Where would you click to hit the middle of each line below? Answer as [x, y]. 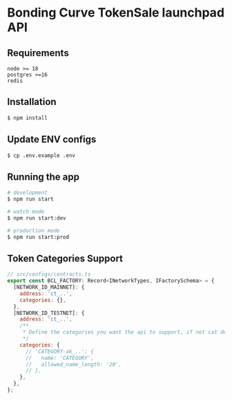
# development [28, 193]
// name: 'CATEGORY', [60, 358]
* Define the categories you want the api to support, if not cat [120, 332]
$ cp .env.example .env [41, 155]
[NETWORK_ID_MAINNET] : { [49, 287]
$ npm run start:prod [38, 237]
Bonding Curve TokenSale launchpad [116, 13]
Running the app [43, 177]
